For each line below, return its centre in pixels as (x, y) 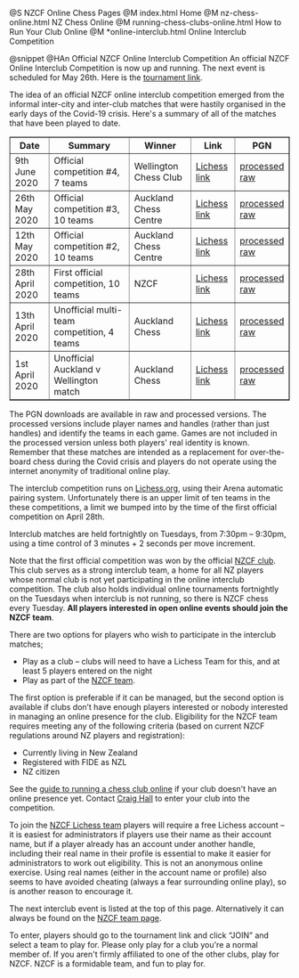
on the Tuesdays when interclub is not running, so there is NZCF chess (139, 599)
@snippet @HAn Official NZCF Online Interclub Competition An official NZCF (149, 58)
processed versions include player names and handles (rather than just (139, 424)
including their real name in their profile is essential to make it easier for (140, 853)
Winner (160, 146)
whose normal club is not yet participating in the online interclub (127, 579)
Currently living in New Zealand (80, 753)
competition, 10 (87, 284)
